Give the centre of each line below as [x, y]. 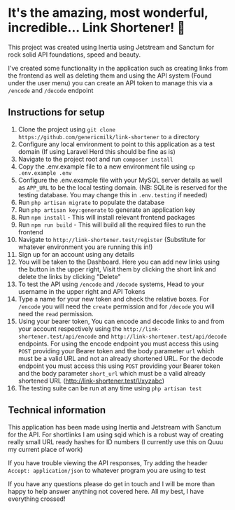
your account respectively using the [70, 328]
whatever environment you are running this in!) [85, 247]
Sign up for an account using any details [76, 254]
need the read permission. [56, 313]
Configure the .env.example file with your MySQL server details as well [120, 180]
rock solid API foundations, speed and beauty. [74, 55]
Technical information [57, 410]
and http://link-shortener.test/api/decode [163, 336]
